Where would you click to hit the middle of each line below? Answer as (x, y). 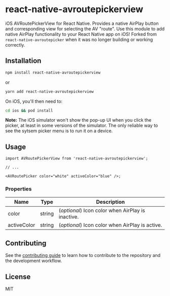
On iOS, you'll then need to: (34, 101)
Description (110, 202)
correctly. (15, 45)
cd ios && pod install (29, 110)
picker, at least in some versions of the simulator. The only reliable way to (82, 126)
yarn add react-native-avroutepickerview (50, 91)
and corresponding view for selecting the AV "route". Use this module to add (85, 28)
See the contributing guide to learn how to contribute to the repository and (83, 255)
